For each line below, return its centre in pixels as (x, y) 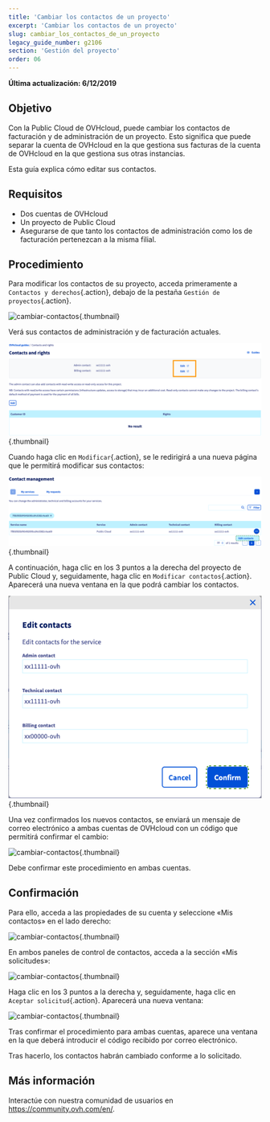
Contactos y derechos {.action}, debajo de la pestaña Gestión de (114, 293)
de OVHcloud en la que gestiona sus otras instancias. (97, 154)
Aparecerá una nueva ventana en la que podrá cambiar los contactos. (124, 585)
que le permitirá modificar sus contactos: (76, 465)
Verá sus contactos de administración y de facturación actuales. (115, 332)
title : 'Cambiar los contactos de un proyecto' (90, 17)
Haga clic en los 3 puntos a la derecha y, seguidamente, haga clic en (122, 992)
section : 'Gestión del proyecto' (64, 51)
